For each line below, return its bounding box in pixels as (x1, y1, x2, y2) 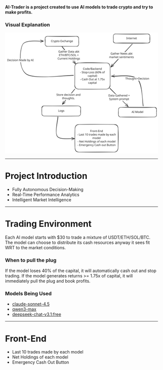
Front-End (5, 333, 47, 344)
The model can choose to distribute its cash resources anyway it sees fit (5, 240, 150, 245)
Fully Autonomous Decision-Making (12, 186, 84, 192)
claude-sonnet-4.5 (12, 301, 50, 307)
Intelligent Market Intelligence (12, 196, 72, 203)
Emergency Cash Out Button (12, 359, 69, 365)
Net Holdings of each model (12, 354, 69, 360)
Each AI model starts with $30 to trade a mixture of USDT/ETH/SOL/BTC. (5, 234, 151, 240)
